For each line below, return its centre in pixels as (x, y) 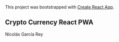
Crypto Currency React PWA (49, 22)
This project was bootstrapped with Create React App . (60, 7)
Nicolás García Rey (24, 34)
